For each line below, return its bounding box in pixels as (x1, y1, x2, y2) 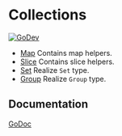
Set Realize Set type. (19, 65, 90, 74)
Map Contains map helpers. (19, 48, 113, 57)
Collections (8, 6, 87, 24)
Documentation (8, 97, 89, 111)
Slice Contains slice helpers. (19, 57, 115, 66)
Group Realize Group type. (19, 74, 107, 83)
